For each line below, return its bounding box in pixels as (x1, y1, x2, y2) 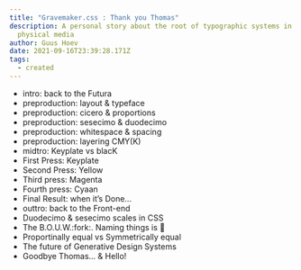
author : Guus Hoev (9, 38, 78, 48)
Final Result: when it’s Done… (22, 193, 132, 203)
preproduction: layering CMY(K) (22, 136, 141, 147)
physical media (17, 30, 75, 39)
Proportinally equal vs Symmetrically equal (22, 231, 182, 242)
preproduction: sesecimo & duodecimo (22, 116, 168, 127)
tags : (9, 55, 30, 64)
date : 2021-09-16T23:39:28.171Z (9, 47, 131, 56)
